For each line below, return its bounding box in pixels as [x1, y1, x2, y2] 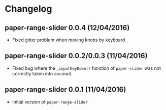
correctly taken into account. [12, 70, 73, 76]
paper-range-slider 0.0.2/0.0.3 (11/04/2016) [5, 51, 148, 60]
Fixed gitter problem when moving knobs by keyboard [12, 37, 125, 43]
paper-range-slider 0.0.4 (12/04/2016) [5, 23, 130, 32]
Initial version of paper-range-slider [12, 99, 88, 105]
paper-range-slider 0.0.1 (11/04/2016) [5, 85, 126, 94]
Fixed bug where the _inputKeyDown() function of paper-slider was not [12, 65, 161, 71]
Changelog [5, 3, 52, 15]
